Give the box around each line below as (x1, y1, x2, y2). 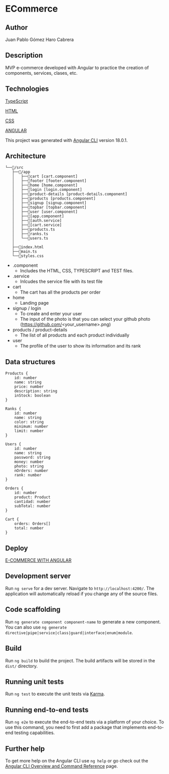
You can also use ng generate (5, 624, 67, 630)
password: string (14, 455, 51, 460)
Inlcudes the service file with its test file (20, 278, 103, 284)
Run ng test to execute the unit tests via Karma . (5, 691, 105, 697)
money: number (14, 459, 44, 465)
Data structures (5, 357, 55, 366)
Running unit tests (5, 678, 64, 686)
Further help (5, 744, 45, 753)
